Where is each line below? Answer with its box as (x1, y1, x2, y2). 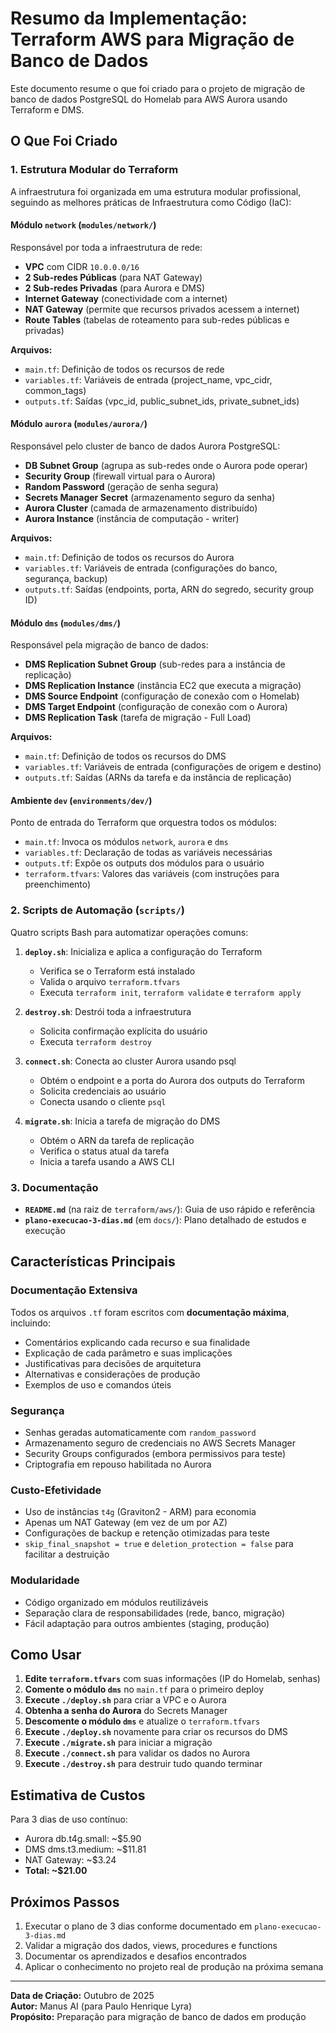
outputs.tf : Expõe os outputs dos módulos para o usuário (24, 857, 265, 869)
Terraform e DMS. (10, 103, 85, 116)
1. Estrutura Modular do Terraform (10, 163, 179, 177)
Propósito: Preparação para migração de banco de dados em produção (10, 2011, 307, 2023)
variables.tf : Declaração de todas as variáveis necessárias (24, 847, 273, 859)
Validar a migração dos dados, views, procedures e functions (24, 1940, 278, 1952)
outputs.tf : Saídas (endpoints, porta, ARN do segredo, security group (24, 583, 315, 596)
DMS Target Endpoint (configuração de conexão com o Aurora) (24, 701, 288, 713)
